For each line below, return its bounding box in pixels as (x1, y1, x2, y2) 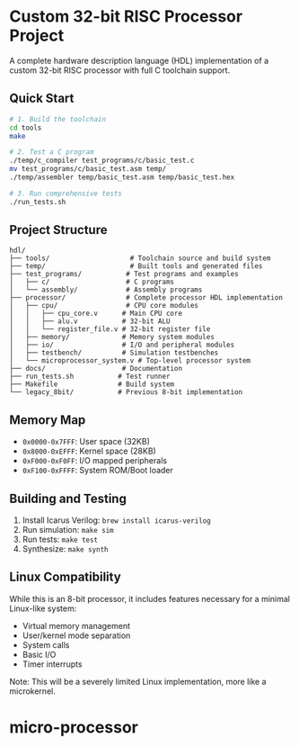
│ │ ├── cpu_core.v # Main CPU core (9, 309, 182, 319)
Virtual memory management (22, 620, 131, 631)
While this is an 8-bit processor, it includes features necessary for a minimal (9, 593, 290, 604)
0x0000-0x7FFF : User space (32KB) (22, 436, 151, 447)
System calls (22, 639, 70, 650)
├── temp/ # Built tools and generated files (9, 262, 263, 271)
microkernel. (9, 686, 56, 697)
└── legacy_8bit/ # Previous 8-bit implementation (9, 388, 243, 397)
